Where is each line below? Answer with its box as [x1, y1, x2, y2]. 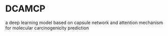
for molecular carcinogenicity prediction [5, 24, 89, 30]
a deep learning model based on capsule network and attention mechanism [5, 19, 163, 25]
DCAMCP [5, 3, 46, 14]
